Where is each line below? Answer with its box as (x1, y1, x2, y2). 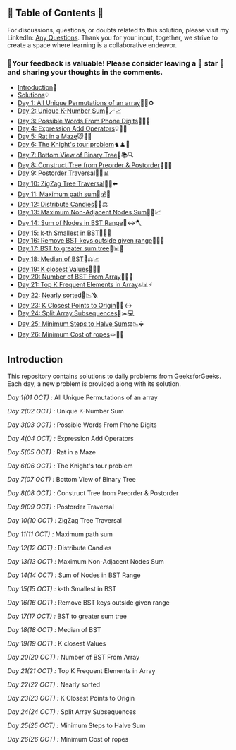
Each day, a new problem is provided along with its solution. (7, 379, 181, 388)
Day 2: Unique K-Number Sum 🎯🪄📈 (17, 107, 122, 115)
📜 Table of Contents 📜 (7, 7, 104, 19)
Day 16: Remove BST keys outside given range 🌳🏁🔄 (17, 236, 165, 245)
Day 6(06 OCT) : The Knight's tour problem (7, 461, 133, 470)
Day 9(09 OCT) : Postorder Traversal (7, 502, 114, 511)
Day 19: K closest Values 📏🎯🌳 (17, 265, 101, 274)
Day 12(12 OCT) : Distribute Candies (7, 543, 112, 552)
